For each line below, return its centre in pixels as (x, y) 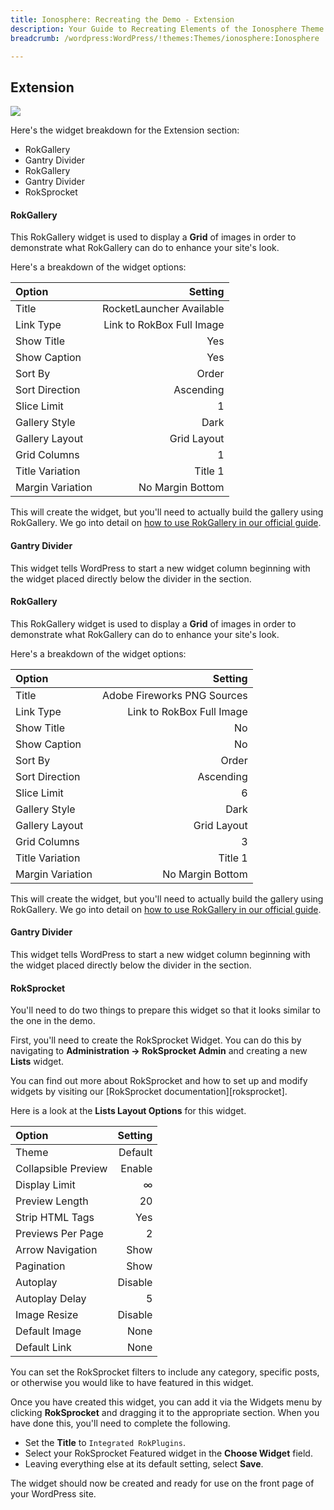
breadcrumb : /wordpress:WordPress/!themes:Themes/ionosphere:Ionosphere (165, 38)
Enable (136, 1169)
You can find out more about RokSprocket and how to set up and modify (159, 1081)
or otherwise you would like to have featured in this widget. (132, 1383)
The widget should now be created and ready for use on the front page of (162, 1483)
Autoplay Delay (51, 1299)
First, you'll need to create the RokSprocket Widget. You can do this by (156, 1040)
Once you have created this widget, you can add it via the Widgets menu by (166, 1402)
